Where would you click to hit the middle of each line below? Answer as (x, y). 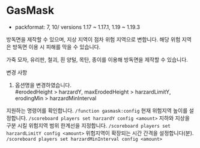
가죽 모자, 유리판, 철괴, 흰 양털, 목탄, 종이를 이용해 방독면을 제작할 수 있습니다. (97, 59)
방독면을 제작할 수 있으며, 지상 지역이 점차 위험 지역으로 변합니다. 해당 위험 (93, 39)
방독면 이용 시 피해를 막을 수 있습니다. (56, 47)
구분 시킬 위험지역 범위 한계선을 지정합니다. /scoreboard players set (89, 125)
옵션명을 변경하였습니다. (43, 85)
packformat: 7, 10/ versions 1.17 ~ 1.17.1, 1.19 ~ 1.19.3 (77, 27)
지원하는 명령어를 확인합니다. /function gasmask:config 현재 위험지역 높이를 (97, 110)
